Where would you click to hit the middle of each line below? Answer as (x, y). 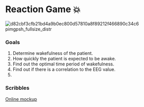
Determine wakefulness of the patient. (53, 53)
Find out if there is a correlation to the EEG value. (64, 69)
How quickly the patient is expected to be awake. (64, 59)
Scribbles (17, 88)
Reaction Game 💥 (43, 9)
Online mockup (21, 99)
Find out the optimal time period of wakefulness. (63, 64)
